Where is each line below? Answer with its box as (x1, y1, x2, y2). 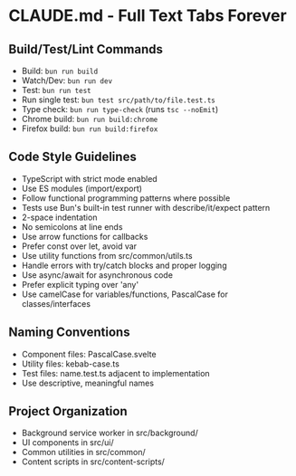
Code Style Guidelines (8, 149, 137, 165)
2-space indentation (21, 212, 98, 223)
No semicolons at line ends (21, 221, 123, 232)
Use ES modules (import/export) (21, 183, 142, 194)
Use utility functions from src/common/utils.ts (21, 250, 193, 261)
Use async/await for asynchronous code (21, 269, 174, 281)
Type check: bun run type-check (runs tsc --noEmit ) (21, 104, 219, 114)
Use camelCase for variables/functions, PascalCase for (21, 289, 228, 300)
